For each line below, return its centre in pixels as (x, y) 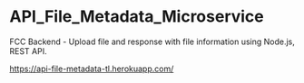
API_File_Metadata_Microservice (137, 17)
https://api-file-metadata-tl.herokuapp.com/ (92, 69)
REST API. (28, 51)
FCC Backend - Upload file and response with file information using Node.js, (152, 41)
